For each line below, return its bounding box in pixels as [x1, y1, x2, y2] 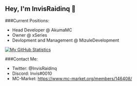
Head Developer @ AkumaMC [12, 27, 72, 33]
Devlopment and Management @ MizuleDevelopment [12, 37, 119, 43]
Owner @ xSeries [12, 32, 48, 38]
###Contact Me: [5, 56, 38, 62]
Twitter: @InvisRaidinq [12, 65, 57, 71]
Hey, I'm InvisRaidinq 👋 [5, 5, 76, 13]
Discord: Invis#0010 [12, 71, 52, 76]
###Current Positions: [5, 17, 50, 23]
